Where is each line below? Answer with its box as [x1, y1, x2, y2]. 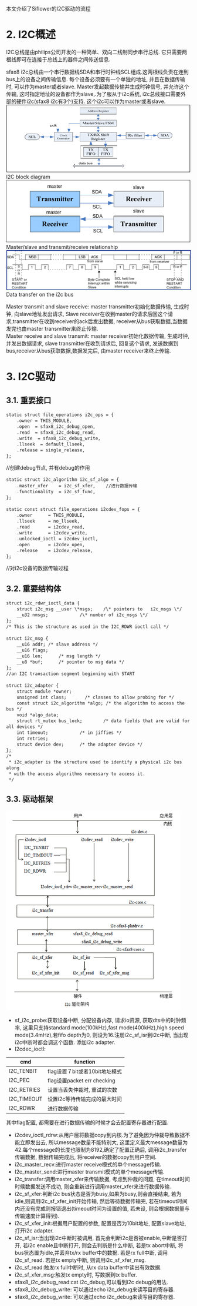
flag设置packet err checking [47, 1076, 116, 1084]
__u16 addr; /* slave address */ [16, 641, 98, 647]
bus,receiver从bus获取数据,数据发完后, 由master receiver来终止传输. [6, 347, 171, 354]
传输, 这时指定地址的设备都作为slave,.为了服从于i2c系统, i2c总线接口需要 [6, 90, 181, 97]
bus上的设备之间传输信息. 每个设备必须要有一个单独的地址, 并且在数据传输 [6, 75, 186, 82]
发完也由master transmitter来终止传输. [6, 325, 98, 333]
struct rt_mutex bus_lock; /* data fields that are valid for [16, 717, 191, 724]
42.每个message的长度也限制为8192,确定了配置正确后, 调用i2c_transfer [14, 1147, 187, 1154]
